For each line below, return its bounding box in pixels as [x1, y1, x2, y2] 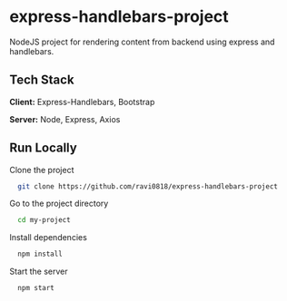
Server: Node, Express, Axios [9, 113, 121, 124]
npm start [17, 284, 54, 293]
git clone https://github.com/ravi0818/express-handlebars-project [17, 181, 279, 191]
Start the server [9, 266, 68, 277]
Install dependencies [9, 232, 88, 243]
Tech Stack [9, 73, 74, 88]
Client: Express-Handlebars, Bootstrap [9, 96, 155, 107]
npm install [17, 249, 64, 259]
